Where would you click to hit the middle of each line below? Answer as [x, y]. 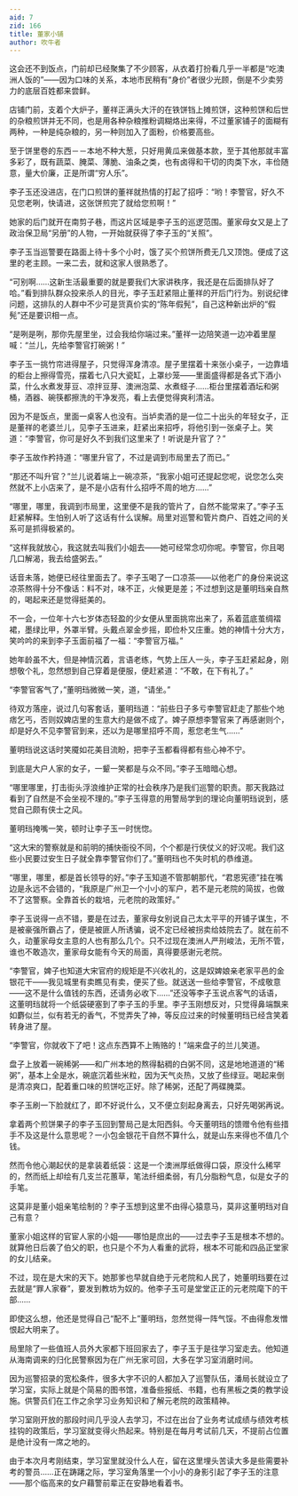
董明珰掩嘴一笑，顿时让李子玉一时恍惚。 [83, 828]
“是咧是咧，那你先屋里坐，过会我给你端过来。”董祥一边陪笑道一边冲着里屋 [143, 334]
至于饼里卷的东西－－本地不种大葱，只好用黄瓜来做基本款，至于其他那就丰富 [149, 151]
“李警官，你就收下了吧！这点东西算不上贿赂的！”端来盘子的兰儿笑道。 [137, 1045]
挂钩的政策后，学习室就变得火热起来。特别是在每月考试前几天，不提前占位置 [149, 1431]
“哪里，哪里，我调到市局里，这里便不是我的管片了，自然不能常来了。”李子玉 [147, 507]
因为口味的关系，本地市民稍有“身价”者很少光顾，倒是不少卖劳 [171, 80]
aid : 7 [21, 17]
